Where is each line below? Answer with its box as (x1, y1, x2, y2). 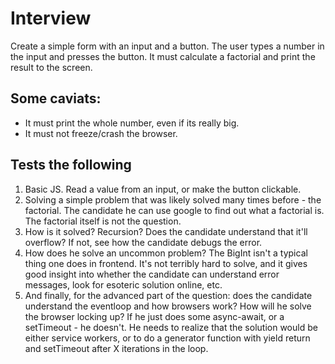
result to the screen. (10, 61, 93, 73)
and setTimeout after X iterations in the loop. (24, 342, 209, 354)
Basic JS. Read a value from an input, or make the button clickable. (24, 183, 302, 195)
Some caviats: (10, 90, 102, 107)
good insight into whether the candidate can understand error (24, 268, 280, 280)
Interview (10, 7, 92, 30)
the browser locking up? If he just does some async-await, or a (24, 310, 285, 322)
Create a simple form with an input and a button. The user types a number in (10, 40, 325, 52)
